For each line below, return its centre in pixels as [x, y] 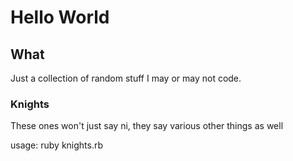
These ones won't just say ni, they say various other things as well [147, 126]
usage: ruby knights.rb [57, 145]
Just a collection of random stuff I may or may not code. [126, 78]
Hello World [60, 17]
